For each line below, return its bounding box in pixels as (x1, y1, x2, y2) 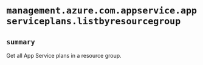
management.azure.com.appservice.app (6, 5, 198, 16)
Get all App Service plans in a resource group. (6, 52, 122, 59)
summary (6, 37, 35, 46)
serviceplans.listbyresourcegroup (6, 16, 181, 27)
